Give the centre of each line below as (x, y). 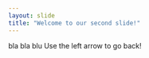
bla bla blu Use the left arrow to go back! (75, 45)
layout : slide (32, 15)
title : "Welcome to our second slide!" (74, 23)
